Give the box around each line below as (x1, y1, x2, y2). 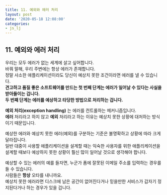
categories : (5, 21, 30, 26)
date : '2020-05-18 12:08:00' (5, 16, 66, 21)
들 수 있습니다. (5, 166, 33, 172)
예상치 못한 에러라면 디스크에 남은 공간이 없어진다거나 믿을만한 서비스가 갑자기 (5, 178, 157, 184)
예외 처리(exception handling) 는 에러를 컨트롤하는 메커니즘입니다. (5, 107, 137, 113)
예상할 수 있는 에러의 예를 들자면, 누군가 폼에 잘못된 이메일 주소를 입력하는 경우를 (5, 160, 162, 166)
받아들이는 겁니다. (5, 91, 40, 97)
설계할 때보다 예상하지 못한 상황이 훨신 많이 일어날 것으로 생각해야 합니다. (5, 149, 147, 155)
